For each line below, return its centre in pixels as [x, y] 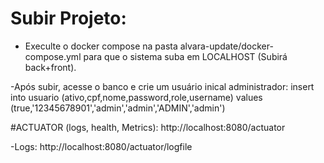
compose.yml [53, 56]
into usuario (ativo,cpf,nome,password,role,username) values [136, 97]
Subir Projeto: [68, 18]
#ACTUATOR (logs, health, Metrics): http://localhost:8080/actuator [148, 127]
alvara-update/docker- [226, 46]
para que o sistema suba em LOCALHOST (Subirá [185, 56]
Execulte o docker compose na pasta [101, 46]
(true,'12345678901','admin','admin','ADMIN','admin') [118, 108]
